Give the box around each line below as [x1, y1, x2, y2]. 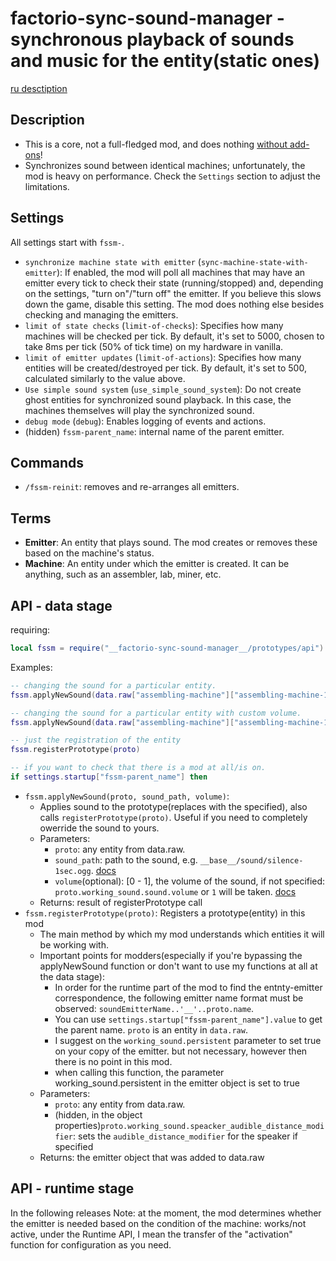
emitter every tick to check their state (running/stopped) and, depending [24, 277, 324, 289]
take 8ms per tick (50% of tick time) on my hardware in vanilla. [24, 340, 284, 352]
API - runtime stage [10, 1180, 135, 1197]
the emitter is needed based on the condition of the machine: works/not [10, 1217, 307, 1229]
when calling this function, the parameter [54, 1066, 225, 1078]
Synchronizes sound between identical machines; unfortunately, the [24, 159, 306, 171]
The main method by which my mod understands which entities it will [39, 928, 325, 940]
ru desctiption [10, 82, 68, 94]
